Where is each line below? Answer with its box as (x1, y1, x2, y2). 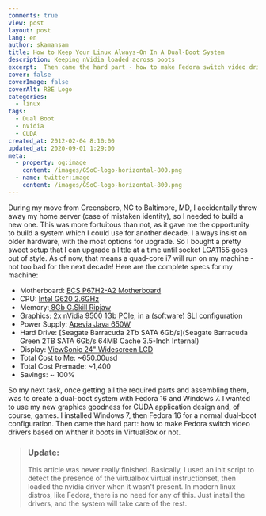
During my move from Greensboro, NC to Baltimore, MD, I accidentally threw (8, 203, 257, 212)
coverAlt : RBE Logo (8, 85, 73, 94)
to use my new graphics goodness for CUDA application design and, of (8, 402, 240, 411)
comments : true (8, 11, 59, 20)
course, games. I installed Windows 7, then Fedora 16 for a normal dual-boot (8, 410, 257, 420)
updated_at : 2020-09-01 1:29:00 (8, 144, 115, 152)
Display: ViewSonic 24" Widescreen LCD (19, 344, 154, 354)
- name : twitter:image (15, 174, 90, 182)
